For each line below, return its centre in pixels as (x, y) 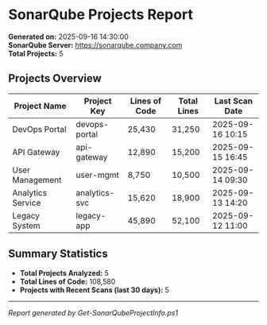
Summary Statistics (58, 254)
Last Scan (233, 101)
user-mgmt (97, 175)
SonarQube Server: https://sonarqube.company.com (95, 44)
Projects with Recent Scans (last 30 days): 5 (94, 290)
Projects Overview (55, 78)
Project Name (40, 106)
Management (37, 180)
